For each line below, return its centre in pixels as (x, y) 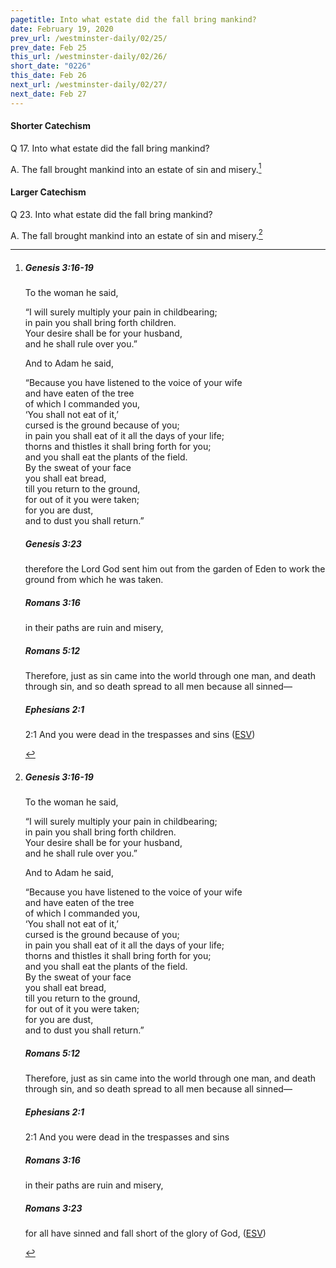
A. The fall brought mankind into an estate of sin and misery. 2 (136, 234)
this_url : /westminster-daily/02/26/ (89, 57)
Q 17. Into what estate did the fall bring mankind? (110, 148)
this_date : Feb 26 (48, 76)
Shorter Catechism (50, 126)
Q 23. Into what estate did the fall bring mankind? (111, 214)
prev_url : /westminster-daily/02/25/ (89, 38)
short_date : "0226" (51, 66)
